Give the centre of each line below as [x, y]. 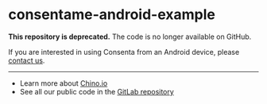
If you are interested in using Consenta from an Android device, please [124, 52]
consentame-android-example [112, 15]
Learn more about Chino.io [64, 83]
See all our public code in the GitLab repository [97, 91]
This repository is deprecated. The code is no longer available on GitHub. [130, 37]
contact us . [27, 60]
